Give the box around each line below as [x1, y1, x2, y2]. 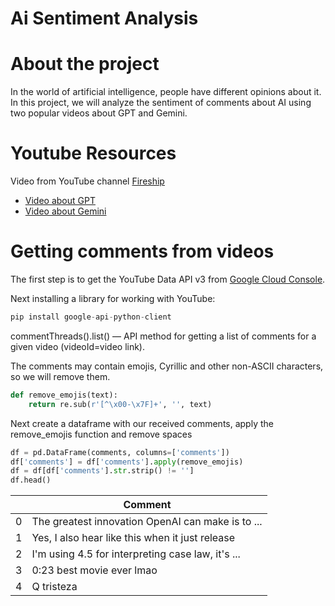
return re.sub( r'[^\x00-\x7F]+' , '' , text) [28, 399, 213, 409]
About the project [10, 53, 160, 76]
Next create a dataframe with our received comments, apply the [10, 417, 274, 429]
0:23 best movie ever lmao [31, 563, 158, 577]
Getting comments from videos [10, 240, 275, 263]
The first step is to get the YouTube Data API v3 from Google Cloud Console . [10, 273, 326, 285]
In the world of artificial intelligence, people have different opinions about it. [10, 86, 322, 98]
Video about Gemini [24, 205, 107, 217]
